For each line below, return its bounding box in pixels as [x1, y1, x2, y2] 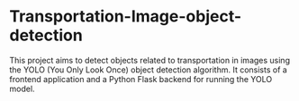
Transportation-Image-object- [9, 6, 242, 27]
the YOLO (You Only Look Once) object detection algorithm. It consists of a [9, 64, 288, 75]
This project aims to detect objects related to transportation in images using [9, 55, 291, 65]
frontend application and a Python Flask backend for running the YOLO [9, 73, 273, 84]
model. [9, 83, 35, 94]
